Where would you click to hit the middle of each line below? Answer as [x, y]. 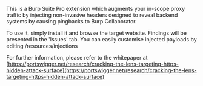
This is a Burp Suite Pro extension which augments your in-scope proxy [96, 9]
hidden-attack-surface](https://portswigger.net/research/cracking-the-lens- [101, 70]
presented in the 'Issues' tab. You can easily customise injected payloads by [101, 39]
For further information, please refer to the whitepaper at [77, 57]
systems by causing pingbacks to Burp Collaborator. [72, 21]
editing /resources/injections [42, 46]
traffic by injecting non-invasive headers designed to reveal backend [92, 15]
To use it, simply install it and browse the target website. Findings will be [96, 33]
